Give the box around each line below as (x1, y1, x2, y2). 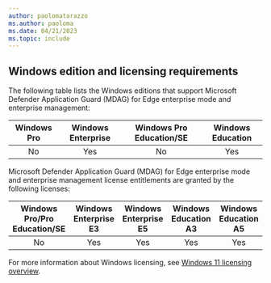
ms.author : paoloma (8, 19, 74, 27)
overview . (8, 266, 41, 276)
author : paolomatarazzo (8, 11, 89, 20)
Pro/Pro (23, 213, 54, 225)
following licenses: (8, 184, 70, 194)
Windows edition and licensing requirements (8, 64, 239, 78)
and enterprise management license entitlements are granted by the (8, 175, 235, 185)
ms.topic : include (8, 34, 70, 43)
